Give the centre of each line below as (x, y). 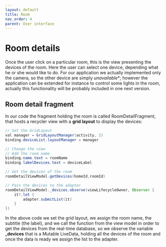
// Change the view (25, 149)
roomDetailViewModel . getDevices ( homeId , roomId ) (55, 176)
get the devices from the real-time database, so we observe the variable (79, 229)
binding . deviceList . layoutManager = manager (52, 140)
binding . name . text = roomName (37, 158)
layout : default (22, 10)
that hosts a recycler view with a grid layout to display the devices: (74, 122)
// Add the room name (28, 153)
